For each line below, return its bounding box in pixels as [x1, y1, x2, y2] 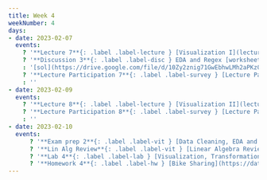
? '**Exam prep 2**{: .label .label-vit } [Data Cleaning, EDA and [29, 137, 258, 146]
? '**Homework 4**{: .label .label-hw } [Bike [29, 160, 187, 168]
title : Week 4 [8, 11, 56, 20]
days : [8, 26, 26, 34]
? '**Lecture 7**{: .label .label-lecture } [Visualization [22, 49, 226, 57]
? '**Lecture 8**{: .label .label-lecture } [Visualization [22, 100, 226, 108]
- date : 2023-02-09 [8, 85, 73, 94]
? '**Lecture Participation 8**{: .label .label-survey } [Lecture [22, 108, 250, 116]
